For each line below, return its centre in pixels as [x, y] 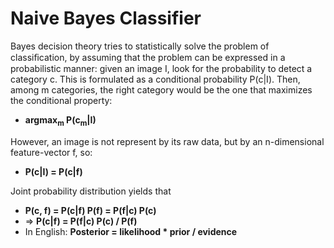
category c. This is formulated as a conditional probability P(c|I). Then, [155, 79]
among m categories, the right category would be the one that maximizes [161, 89]
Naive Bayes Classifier [106, 18]
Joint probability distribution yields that [91, 191]
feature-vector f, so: [51, 152]
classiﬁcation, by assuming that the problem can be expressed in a [148, 57]
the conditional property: [61, 100]
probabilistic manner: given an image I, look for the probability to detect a [161, 68]
